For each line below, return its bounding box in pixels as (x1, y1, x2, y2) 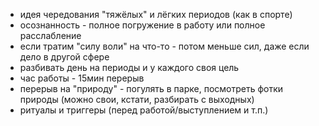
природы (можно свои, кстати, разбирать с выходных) (19, 94, 255, 105)
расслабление (19, 30, 82, 41)
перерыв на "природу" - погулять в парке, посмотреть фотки (19, 83, 284, 94)
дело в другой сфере (19, 51, 110, 63)
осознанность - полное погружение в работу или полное (19, 19, 266, 31)
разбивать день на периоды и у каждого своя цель (19, 62, 240, 73)
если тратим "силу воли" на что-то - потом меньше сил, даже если (19, 40, 310, 52)
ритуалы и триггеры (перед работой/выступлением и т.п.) (19, 104, 269, 116)
